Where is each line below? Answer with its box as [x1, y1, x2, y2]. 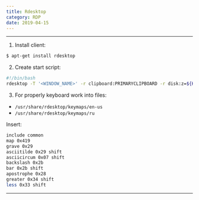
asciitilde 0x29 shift [6, 149, 62, 155]
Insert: [6, 121, 22, 128]
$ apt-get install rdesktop [6, 53, 76, 59]
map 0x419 [6, 138, 31, 144]
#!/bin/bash [6, 75, 36, 81]
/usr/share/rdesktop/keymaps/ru [14, 110, 95, 116]
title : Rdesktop [6, 8, 46, 15]
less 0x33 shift [6, 182, 46, 188]
